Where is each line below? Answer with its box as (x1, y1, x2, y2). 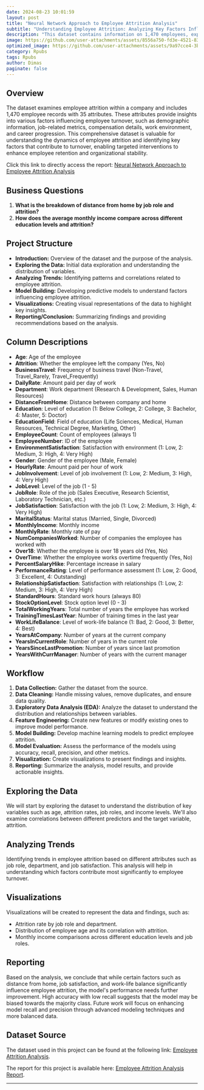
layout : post (6, 15, 39, 21)
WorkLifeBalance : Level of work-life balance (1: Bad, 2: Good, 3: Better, (15, 618, 195, 626)
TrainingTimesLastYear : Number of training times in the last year (15, 612, 179, 619)
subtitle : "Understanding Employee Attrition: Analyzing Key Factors (6, 26, 186, 32)
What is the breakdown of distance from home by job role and (15, 201, 174, 209)
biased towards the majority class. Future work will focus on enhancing (6, 999, 184, 1007)
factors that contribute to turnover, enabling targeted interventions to (6, 143, 179, 150)
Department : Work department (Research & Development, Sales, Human (15, 385, 197, 393)
